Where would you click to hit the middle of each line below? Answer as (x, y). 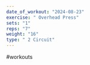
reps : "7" (19, 29)
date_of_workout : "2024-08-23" (45, 12)
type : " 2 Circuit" (31, 40)
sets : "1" (19, 23)
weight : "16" (22, 34)
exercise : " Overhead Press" (43, 17)
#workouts (19, 57)
